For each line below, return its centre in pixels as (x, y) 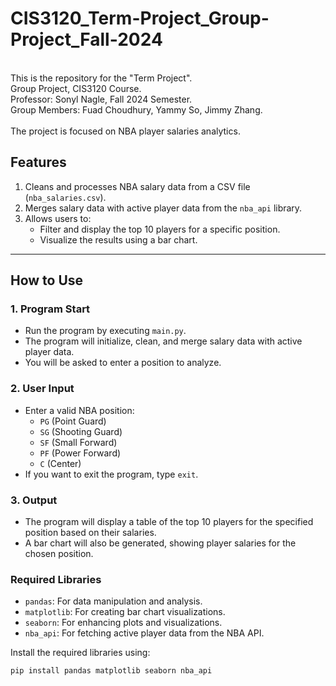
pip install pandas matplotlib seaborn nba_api (111, 671)
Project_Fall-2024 (86, 39)
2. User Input (42, 389)
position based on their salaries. (90, 533)
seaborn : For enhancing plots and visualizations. (123, 623)
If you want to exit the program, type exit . (111, 474)
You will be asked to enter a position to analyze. (123, 363)
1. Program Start (50, 309)
